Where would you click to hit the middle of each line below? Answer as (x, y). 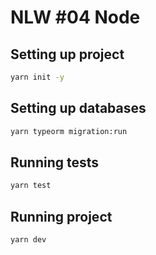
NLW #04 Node (75, 17)
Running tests (55, 162)
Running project (61, 216)
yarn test (31, 186)
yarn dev (28, 240)
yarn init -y (37, 77)
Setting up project (67, 54)
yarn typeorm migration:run (69, 131)
